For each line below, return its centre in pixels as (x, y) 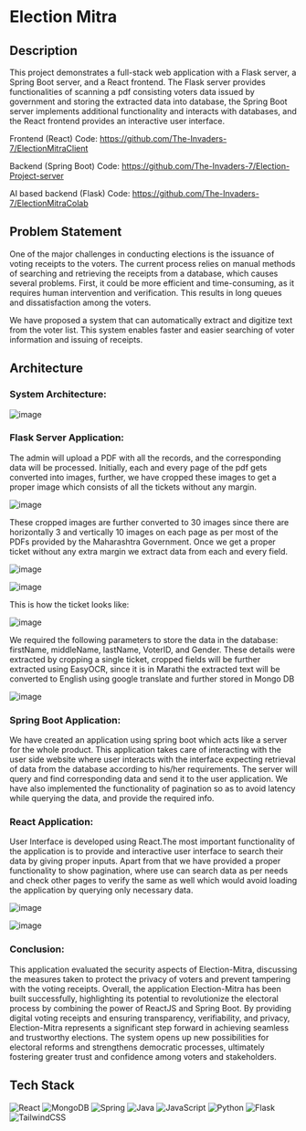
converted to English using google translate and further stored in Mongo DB (152, 679)
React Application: (52, 822)
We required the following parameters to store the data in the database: (144, 639)
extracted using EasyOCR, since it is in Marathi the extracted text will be (145, 669)
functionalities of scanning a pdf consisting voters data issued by (132, 92)
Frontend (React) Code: (54, 138)
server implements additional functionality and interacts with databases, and (153, 111)
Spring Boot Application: (65, 720)
